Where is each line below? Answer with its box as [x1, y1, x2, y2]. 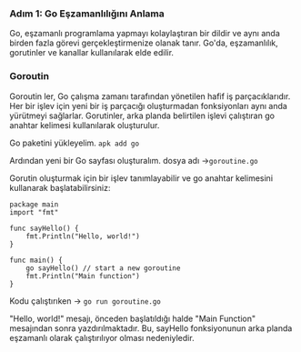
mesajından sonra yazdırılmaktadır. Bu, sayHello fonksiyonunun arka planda [9, 322, 293, 334]
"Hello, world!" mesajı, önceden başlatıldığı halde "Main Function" [9, 313, 256, 324]
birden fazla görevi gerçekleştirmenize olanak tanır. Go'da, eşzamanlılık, [9, 37, 279, 48]
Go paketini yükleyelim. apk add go [9, 137, 139, 148]
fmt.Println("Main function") [25, 271, 141, 280]
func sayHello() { [9, 224, 79, 233]
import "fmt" [9, 207, 59, 216]
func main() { [9, 256, 64, 265]
